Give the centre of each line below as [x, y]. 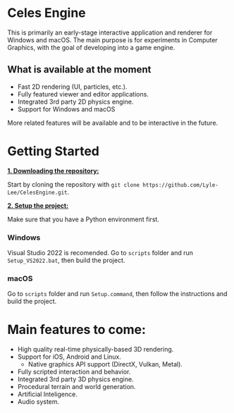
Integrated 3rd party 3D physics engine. [75, 379]
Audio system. [38, 402]
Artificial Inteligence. [47, 394]
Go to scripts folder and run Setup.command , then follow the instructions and [117, 294]
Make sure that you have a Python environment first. [84, 219]
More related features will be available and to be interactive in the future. [113, 123]
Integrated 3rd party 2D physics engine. [75, 101]
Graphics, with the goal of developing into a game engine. [91, 47]
